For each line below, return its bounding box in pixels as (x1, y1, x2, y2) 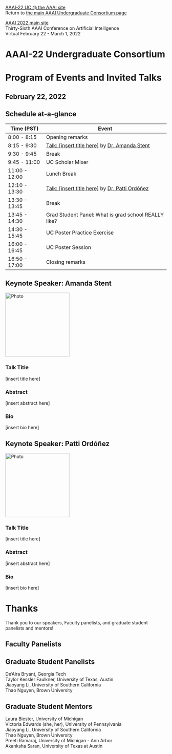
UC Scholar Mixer (46, 158, 89, 165)
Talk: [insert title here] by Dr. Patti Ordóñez (46, 184, 149, 192)
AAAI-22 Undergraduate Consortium (5, 49, 165, 60)
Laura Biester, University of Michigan (5, 716, 83, 722)
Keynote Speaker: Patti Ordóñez (5, 439, 110, 448)
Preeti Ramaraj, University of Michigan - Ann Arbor (5, 737, 113, 743)
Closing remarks (46, 258, 86, 265)
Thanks (5, 603, 38, 614)
